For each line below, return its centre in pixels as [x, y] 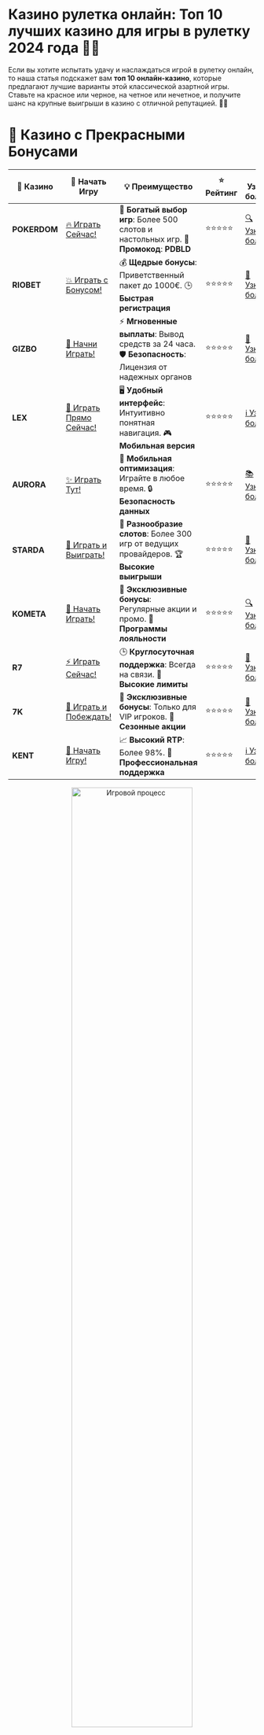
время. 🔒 [136, 488]
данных [135, 511]
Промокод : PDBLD [155, 249]
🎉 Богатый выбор [153, 209]
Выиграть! [85, 555]
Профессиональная [158, 762]
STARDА [28, 550]
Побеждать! [89, 716]
